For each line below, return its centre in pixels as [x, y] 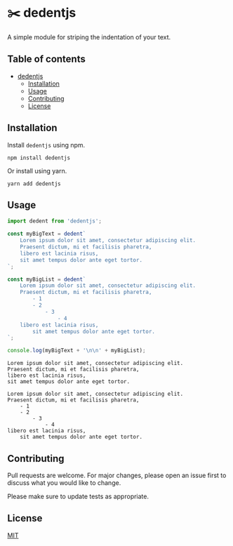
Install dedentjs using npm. [46, 145]
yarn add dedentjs [34, 184]
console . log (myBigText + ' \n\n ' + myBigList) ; [76, 351]
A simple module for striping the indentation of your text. [89, 37]
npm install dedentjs [39, 158]
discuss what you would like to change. [64, 482]
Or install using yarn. [37, 171]
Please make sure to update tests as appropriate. [78, 496]
